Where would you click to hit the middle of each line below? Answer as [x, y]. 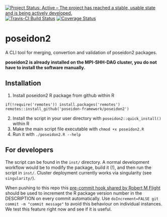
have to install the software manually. [45, 67]
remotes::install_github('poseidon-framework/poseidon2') [67, 109]
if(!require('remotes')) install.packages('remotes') [63, 104]
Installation [23, 83]
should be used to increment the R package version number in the [74, 193]
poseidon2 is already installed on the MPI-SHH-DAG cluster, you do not [81, 62]
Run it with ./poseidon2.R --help [47, 134]
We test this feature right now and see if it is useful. [59, 209]
